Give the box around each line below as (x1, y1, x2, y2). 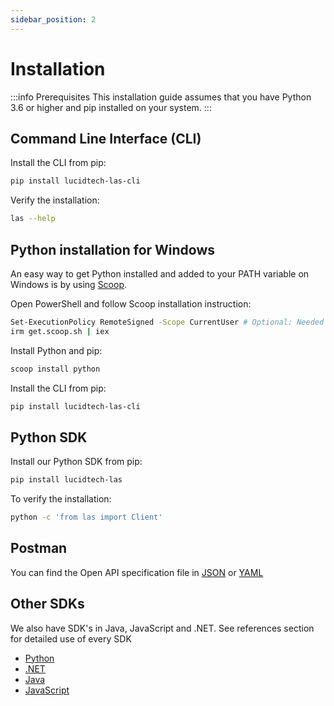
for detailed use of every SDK (10, 632, 132, 645)
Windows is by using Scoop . (10, 278, 128, 290)
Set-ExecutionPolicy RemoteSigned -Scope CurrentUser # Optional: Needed (10, 317, 325, 327)
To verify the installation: (10, 493, 112, 505)
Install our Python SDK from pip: (10, 456, 143, 468)
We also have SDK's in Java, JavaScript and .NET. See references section (10, 622, 315, 634)
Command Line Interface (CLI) (10, 130, 202, 147)
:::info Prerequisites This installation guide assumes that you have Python (10, 91, 312, 103)
